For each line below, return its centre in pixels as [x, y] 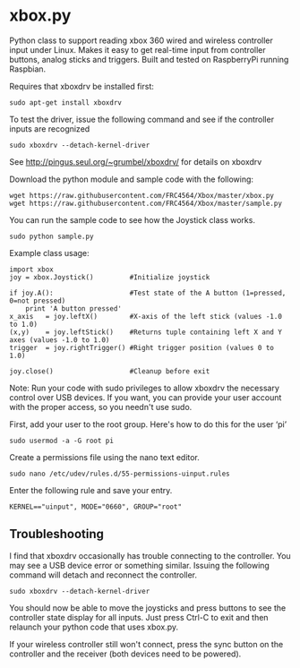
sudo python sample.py [51, 236]
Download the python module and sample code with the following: [131, 179]
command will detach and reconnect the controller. [103, 575]
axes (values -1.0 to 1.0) [60, 340]
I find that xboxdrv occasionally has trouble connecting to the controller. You [150, 555]
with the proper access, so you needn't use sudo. [101, 407]
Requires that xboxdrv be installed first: [81, 86]
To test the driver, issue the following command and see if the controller [142, 119]
